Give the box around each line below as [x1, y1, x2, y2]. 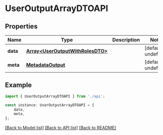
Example [5, 81, 32, 90]
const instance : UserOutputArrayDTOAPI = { [5, 103, 95, 107]
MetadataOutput [26, 61, 65, 68]
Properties [5, 22, 38, 30]
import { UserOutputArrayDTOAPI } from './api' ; [5, 94, 105, 99]
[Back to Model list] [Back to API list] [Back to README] [5, 125, 116, 131]
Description [112, 37, 140, 43]
